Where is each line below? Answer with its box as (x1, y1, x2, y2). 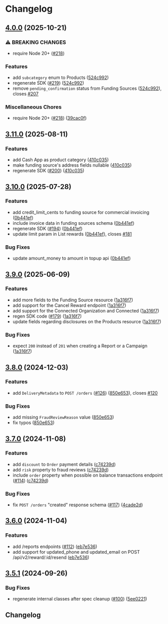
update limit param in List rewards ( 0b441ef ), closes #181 (12, 230, 132, 237)
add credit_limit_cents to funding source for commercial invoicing (12, 209, 150, 215)
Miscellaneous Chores (5, 103, 62, 111)
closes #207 (12, 91, 39, 97)
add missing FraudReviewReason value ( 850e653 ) (12, 414, 114, 421)
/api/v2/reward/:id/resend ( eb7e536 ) (12, 554, 90, 560)
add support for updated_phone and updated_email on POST (12, 549, 140, 555)
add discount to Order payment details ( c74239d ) (12, 461, 116, 467)
